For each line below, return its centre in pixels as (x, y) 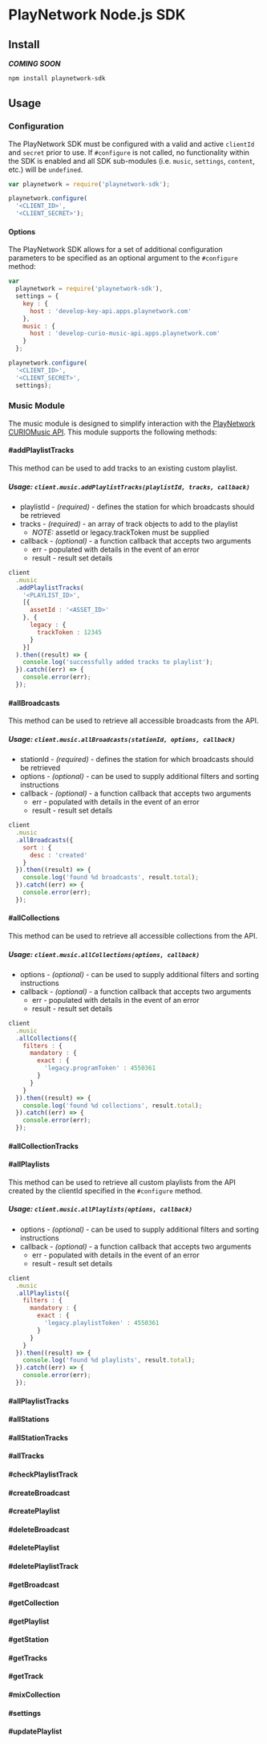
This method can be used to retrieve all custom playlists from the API (122, 1182)
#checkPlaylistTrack (43, 1474)
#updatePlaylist (35, 1731)
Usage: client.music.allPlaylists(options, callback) (101, 1209)
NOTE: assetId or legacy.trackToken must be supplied (121, 532)
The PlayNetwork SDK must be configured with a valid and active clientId (131, 144)
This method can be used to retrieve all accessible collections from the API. (133, 935)
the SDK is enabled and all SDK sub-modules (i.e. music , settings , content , (131, 161)
